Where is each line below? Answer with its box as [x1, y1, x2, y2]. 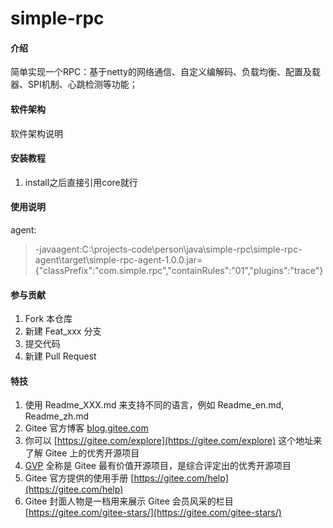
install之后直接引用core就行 [24, 176, 138, 188]
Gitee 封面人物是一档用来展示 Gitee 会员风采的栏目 [24, 495, 234, 507]
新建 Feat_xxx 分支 [24, 325, 102, 337]
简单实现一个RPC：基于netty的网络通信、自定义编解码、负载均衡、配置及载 [10, 66, 321, 78]
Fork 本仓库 [24, 313, 73, 325]
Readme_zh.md [24, 410, 90, 422]
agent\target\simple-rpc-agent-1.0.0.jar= [34, 254, 203, 266]
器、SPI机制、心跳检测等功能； [10, 78, 138, 91]
